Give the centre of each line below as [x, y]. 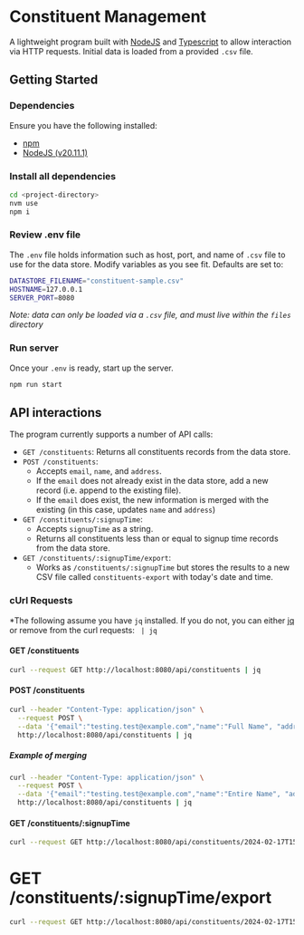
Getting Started [54, 80]
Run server [34, 348]
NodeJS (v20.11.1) [55, 152]
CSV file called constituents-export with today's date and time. [155, 577]
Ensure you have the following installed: [84, 125]
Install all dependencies [62, 176]
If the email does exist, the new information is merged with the [152, 500]
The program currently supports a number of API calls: [111, 434]
